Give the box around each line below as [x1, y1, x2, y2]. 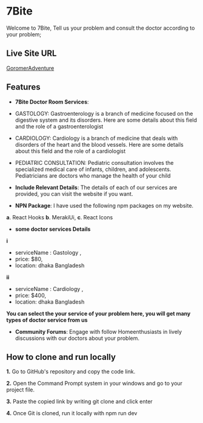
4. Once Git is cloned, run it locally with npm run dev [6, 410, 138, 417]
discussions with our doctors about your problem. [15, 335, 140, 342]
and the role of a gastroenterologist [15, 122, 104, 130]
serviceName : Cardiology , [15, 285, 84, 292]
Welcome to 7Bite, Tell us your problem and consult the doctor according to [6, 24, 195, 32]
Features [6, 82, 41, 92]
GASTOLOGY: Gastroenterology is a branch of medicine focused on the [15, 110, 193, 117]
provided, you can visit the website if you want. [15, 190, 133, 198]
